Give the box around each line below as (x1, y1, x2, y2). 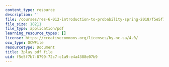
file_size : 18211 (5, 21, 42, 27)
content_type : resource (5, 7, 55, 13)
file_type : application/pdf (5, 26, 64, 31)
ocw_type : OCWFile (5, 40, 44, 45)
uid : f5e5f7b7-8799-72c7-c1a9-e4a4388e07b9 (5, 54, 98, 59)
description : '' (5, 12, 39, 17)
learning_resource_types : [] (5, 31, 66, 36)
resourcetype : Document (5, 45, 55, 50)
